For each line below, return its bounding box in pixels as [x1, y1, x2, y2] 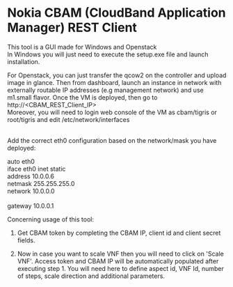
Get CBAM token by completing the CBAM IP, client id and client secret [17, 228, 221, 237]
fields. [17, 235, 35, 245]
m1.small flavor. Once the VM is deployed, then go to [7, 93, 158, 102]
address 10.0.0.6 [7, 172, 54, 180]
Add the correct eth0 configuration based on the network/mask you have [7, 136, 217, 144]
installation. [7, 57, 40, 65]
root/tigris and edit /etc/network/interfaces [7, 115, 130, 123]
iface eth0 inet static [7, 164, 66, 173]
